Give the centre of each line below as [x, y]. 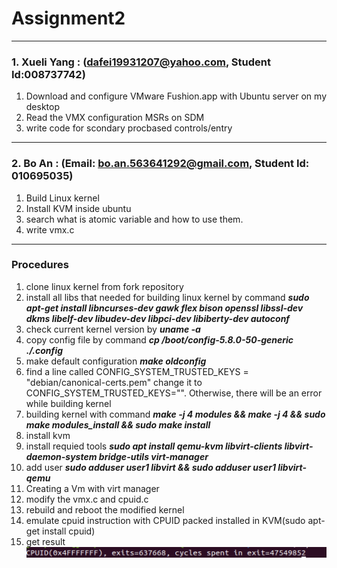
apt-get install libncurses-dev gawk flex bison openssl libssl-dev [164, 308]
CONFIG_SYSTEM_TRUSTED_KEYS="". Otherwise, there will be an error [174, 393]
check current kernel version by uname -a [113, 329]
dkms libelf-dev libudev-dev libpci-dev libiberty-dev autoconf [158, 318]
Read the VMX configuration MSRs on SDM [115, 118]
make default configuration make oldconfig [116, 361]
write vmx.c [50, 229]
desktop [43, 107]
